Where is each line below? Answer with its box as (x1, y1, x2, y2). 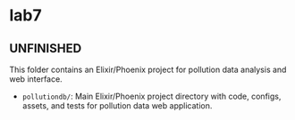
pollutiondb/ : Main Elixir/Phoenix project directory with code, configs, (21, 91, 282, 101)
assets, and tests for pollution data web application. (21, 100, 213, 111)
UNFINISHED (9, 41, 82, 56)
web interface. (9, 74, 63, 84)
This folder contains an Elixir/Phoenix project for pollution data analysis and (9, 64, 287, 75)
